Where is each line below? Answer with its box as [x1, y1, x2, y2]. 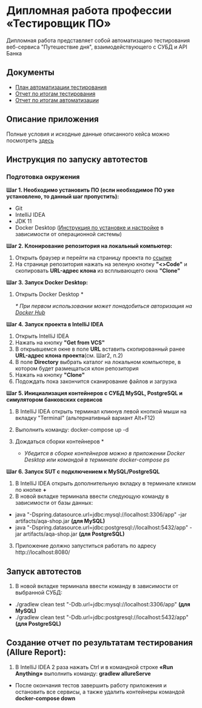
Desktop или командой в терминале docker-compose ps [24, 456, 170, 463]
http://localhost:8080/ [15, 549, 70, 556]
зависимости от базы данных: [15, 499, 93, 506]
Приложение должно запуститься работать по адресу [15, 542, 157, 550]
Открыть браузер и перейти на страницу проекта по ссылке [15, 254, 172, 262]
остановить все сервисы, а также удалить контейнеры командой [15, 688, 185, 695]
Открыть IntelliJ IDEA [15, 332, 69, 340]
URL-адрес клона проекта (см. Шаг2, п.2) [15, 352, 123, 359]
